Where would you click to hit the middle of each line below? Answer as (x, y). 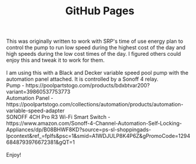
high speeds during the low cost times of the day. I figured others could (94, 54)
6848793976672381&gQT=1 (41, 142)
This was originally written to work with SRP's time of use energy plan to (95, 41)
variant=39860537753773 (38, 92)
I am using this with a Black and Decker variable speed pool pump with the (97, 73)
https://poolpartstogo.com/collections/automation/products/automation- (95, 105)
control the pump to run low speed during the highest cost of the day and (96, 48)
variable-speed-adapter (35, 111)
